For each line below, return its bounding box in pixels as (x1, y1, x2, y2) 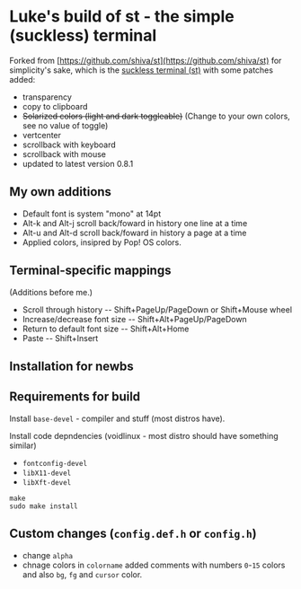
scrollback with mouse (22, 148, 106, 159)
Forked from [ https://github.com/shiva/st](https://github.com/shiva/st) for (9, 55, 282, 66)
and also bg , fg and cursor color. (22, 568, 143, 580)
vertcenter (22, 129, 61, 140)
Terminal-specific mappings (9, 263, 172, 278)
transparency (22, 92, 72, 102)
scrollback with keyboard (22, 139, 117, 150)
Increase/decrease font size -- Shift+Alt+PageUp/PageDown (22, 313, 247, 324)
